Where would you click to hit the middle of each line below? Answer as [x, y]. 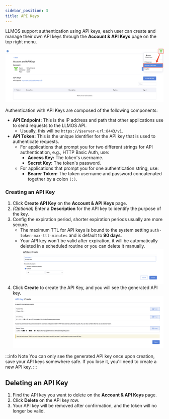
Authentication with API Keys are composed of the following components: [81, 110]
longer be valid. [29, 411]
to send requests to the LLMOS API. [50, 125]
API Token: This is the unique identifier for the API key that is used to [84, 136]
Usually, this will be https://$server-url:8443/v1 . [71, 131]
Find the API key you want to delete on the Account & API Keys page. [84, 395]
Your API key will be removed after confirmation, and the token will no [84, 406]
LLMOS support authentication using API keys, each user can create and [80, 31]
